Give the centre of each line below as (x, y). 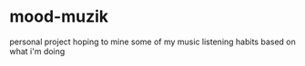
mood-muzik (59, 17)
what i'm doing (37, 51)
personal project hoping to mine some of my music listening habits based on (152, 42)
